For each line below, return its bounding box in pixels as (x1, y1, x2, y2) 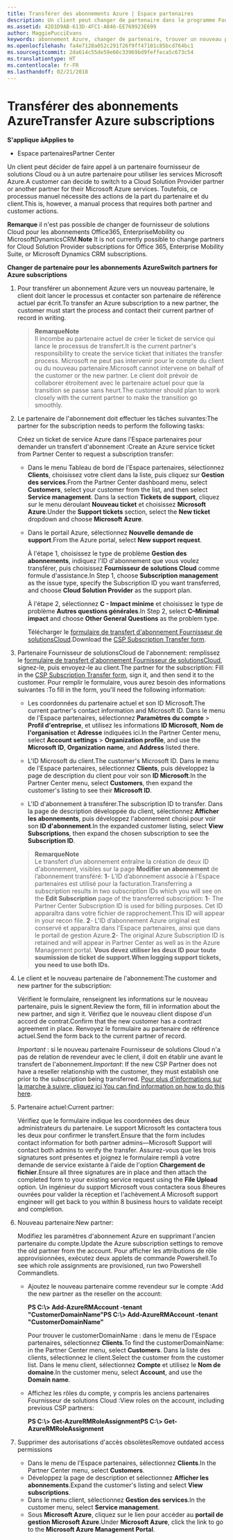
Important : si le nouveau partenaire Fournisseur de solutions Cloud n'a (17, 1046, 221, 1054)
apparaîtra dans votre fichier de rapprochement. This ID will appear (34, 909, 225, 917)
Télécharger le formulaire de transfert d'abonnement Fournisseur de (27, 628, 223, 636)
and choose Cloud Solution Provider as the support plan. (27, 586, 192, 594)
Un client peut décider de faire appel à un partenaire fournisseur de (7, 162, 200, 171)
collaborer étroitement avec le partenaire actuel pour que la (34, 379, 205, 387)
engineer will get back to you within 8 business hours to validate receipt (17, 1198, 223, 1206)
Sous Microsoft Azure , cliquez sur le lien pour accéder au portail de (27, 1511, 224, 1519)
